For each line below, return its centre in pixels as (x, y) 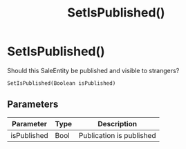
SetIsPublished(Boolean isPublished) (62, 83)
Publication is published (117, 135)
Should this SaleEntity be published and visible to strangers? (93, 70)
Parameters (33, 105)
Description (117, 123)
